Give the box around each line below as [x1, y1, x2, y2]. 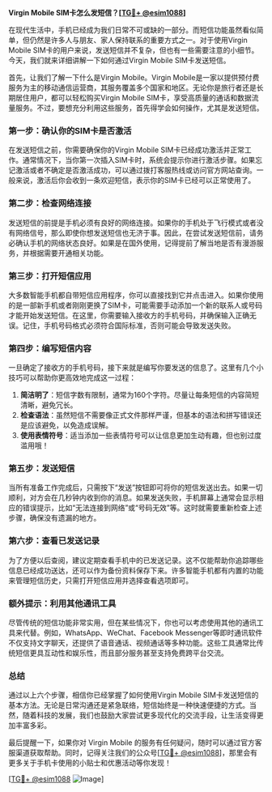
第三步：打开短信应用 [8, 270, 91, 282]
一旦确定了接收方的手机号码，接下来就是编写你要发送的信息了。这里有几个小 [8, 363, 264, 373]
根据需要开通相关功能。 [29, 248, 108, 258]
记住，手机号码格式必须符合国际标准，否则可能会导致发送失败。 [22, 320, 236, 330]
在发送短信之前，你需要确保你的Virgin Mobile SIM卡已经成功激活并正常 [8, 145, 245, 155]
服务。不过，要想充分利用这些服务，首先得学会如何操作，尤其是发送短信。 [15, 103, 264, 113]
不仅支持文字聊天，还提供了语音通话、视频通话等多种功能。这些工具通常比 [8, 638, 257, 648]
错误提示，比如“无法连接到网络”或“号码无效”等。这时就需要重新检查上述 [22, 503, 262, 513]
